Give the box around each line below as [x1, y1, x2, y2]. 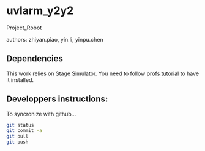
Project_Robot [6, 24, 42, 31]
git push [6, 139, 29, 145]
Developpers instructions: [6, 94, 108, 105]
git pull [6, 133, 29, 139]
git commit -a [6, 128, 43, 134]
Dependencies [6, 53, 63, 64]
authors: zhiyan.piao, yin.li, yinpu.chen [6, 35, 104, 43]
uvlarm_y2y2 [6, 4, 74, 18]
